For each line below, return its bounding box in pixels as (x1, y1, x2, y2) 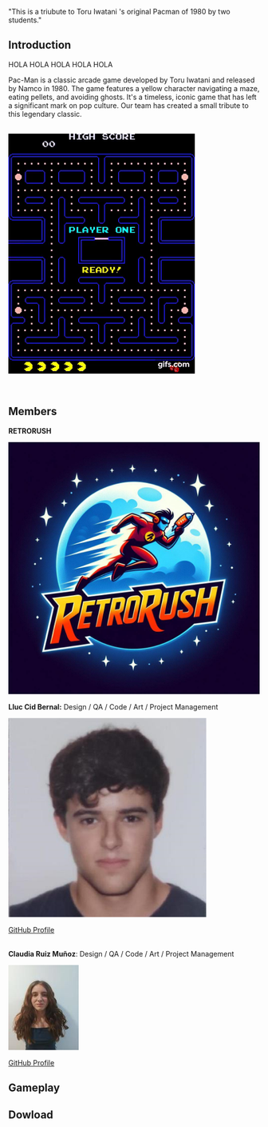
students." (8, 15, 42, 25)
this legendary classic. (8, 109, 82, 118)
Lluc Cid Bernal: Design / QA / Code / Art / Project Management (8, 701, 219, 711)
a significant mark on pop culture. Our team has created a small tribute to (8, 100, 249, 110)
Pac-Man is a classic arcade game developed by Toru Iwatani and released (8, 75, 255, 85)
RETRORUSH (8, 426, 52, 435)
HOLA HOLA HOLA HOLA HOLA (8, 59, 113, 69)
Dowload (8, 1108, 53, 1122)
